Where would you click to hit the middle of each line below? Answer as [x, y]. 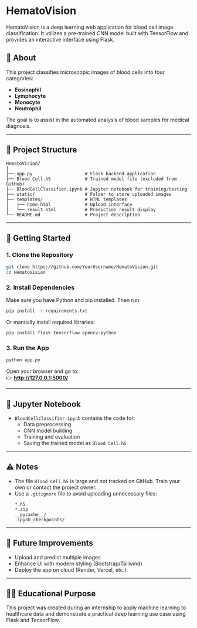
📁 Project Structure [42, 150]
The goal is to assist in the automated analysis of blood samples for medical [98, 120]
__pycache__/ [30, 514]
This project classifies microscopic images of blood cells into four [86, 72]
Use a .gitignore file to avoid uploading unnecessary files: [86, 493]
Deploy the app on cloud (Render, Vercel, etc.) [70, 569]
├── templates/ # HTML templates [67, 199]
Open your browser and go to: [43, 371]
